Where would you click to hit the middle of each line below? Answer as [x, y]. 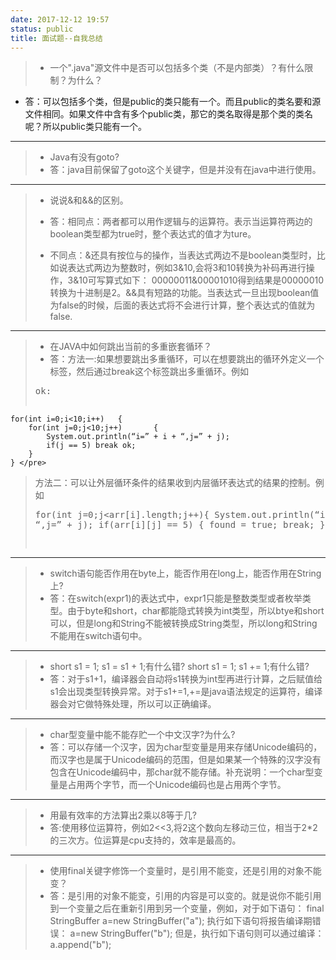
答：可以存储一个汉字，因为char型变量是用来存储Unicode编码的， [186, 747]
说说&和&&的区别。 [89, 200]
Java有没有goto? [84, 157]
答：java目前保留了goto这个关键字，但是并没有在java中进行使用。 [185, 170]
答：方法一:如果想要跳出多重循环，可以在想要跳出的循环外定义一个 [187, 359]
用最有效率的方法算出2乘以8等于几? [123, 815]
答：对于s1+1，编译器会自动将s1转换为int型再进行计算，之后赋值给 [186, 679]
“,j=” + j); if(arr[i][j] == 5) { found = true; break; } [180, 525]
